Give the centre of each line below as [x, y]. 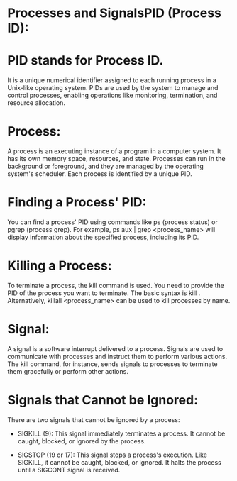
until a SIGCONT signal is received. [69, 470]
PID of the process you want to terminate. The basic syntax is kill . [104, 293]
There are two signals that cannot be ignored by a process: [94, 419]
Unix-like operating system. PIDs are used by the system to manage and [113, 88]
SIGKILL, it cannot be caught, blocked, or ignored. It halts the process [119, 462]
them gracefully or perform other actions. [68, 371]
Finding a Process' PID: [77, 203]
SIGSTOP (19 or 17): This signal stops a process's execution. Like [112, 455]
